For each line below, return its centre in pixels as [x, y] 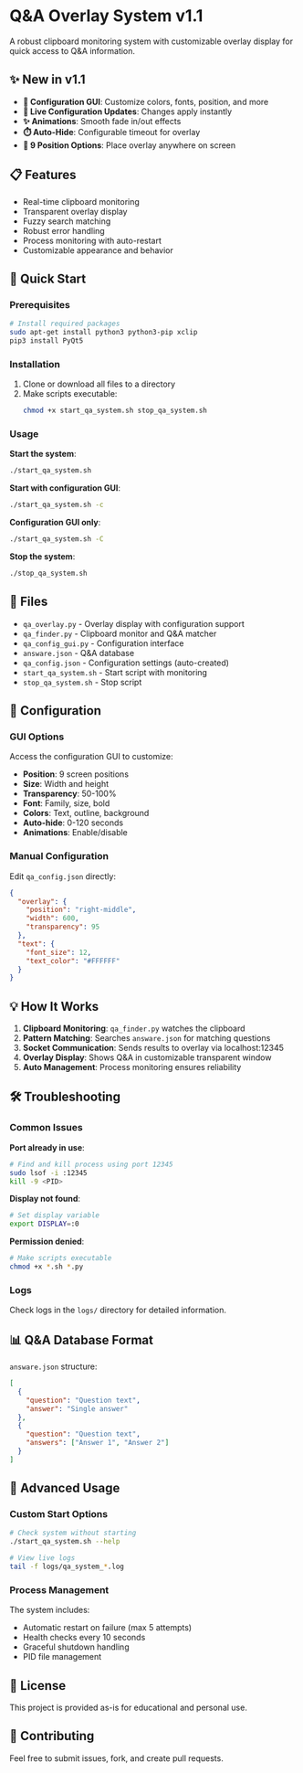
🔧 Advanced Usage [65, 1488]
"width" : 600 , [52, 918]
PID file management [62, 1657]
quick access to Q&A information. [72, 50]
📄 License [38, 1686]
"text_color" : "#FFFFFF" [73, 961]
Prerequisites [40, 304]
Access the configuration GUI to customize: [91, 757]
